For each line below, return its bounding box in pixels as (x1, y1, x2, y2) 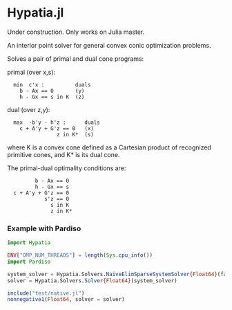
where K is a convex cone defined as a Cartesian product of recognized (7, 143, 212, 152)
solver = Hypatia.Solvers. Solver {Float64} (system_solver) (7, 277, 177, 284)
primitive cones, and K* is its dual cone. (7, 150, 120, 158)
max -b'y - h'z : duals (13, 119, 100, 126)
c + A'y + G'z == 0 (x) (19, 125, 95, 132)
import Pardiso (7, 258, 51, 265)
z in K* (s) (56, 131, 95, 138)
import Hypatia (7, 239, 51, 246)
